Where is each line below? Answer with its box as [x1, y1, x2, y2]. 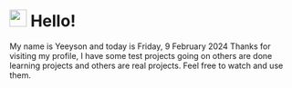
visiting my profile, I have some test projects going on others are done [9, 50, 273, 61]
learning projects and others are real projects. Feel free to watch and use [9, 60, 284, 71]
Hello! [30, 11, 77, 32]
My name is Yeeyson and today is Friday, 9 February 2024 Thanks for [9, 41, 271, 52]
